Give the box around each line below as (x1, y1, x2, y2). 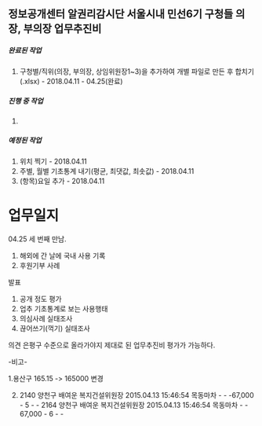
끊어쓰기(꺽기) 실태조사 (19, 324, 90, 333)
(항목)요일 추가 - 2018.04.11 (19, 176, 105, 186)
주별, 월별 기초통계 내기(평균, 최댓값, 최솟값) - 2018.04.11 (19, 167, 195, 176)
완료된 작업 (8, 46, 42, 55)
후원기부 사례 (19, 261, 60, 270)
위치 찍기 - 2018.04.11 (19, 156, 88, 167)
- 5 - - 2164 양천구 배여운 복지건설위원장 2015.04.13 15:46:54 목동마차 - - (19, 400, 249, 410)
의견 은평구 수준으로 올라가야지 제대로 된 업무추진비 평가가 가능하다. (8, 340, 216, 350)
